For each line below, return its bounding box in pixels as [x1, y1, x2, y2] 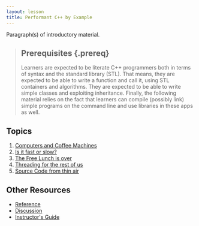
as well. [20, 109, 40, 116]
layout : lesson [6, 8, 44, 15]
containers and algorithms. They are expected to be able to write [20, 83, 181, 91]
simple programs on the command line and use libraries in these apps [20, 103, 194, 110]
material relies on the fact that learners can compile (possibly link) [20, 96, 185, 103]
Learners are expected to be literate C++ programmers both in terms [20, 64, 191, 71]
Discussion [14, 207, 43, 214]
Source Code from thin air [14, 167, 79, 174]
